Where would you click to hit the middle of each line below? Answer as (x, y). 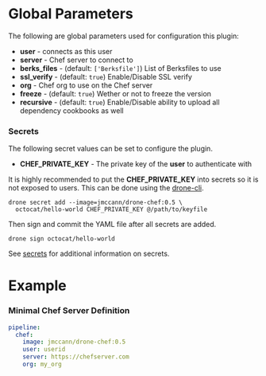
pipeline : (25, 327)
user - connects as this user (66, 51)
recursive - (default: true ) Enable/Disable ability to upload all (120, 102)
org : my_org (42, 364)
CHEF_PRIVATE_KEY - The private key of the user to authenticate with (136, 164)
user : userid (44, 350)
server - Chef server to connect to (76, 60)
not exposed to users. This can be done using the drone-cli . (106, 188)
